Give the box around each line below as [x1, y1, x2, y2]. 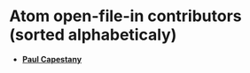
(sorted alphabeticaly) [9, 25, 177, 45]
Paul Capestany [21, 54, 82, 64]
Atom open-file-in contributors [9, 6, 242, 26]
